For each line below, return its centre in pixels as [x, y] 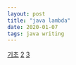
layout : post [26, 14]
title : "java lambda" [39, 20]
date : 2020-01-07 [33, 27]
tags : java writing [36, 34]
